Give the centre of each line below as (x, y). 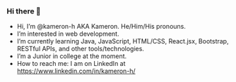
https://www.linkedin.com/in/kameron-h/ (76, 71)
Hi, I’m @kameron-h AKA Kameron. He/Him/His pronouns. (101, 27)
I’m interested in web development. (68, 34)
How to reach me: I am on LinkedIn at (71, 64)
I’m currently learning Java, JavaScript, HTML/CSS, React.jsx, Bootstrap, (123, 41)
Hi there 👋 (24, 11)
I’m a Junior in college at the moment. (72, 56)
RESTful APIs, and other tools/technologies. (80, 49)
